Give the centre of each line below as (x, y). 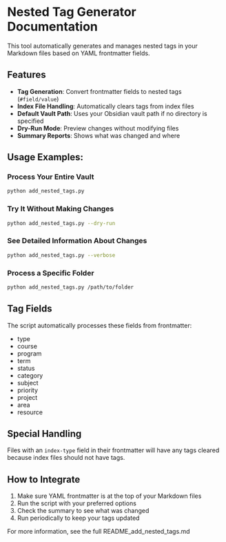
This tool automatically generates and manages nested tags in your (103, 46)
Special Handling (44, 434)
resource (30, 412)
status (26, 368)
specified (30, 121)
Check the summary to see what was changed (83, 511)
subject (28, 383)
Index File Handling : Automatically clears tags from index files (105, 106)
